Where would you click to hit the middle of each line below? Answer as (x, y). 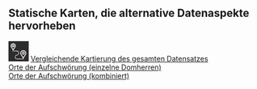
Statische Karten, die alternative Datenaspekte (129, 13)
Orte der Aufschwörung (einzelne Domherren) (85, 67)
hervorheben (42, 26)
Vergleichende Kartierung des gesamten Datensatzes (119, 58)
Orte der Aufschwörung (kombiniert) (69, 75)
